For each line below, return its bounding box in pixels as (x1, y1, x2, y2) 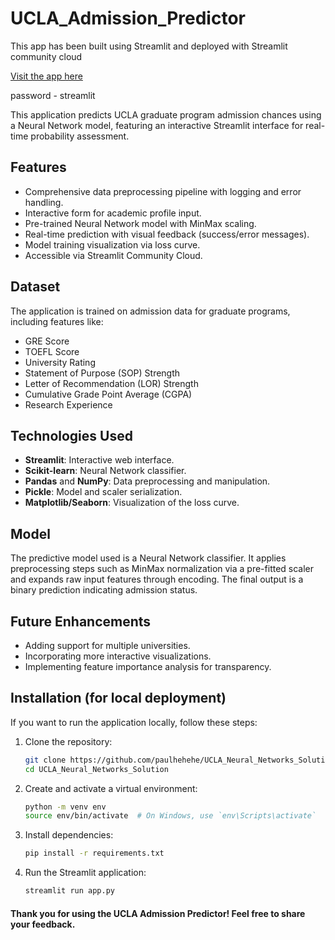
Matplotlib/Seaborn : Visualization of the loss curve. (24, 497, 240, 509)
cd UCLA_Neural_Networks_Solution (24, 764, 169, 774)
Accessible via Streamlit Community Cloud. (24, 249, 203, 261)
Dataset (10, 278, 61, 296)
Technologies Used (10, 427, 133, 444)
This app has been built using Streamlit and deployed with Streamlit (10, 40, 288, 52)
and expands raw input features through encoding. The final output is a (10, 573, 304, 586)
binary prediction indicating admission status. (10, 584, 198, 596)
